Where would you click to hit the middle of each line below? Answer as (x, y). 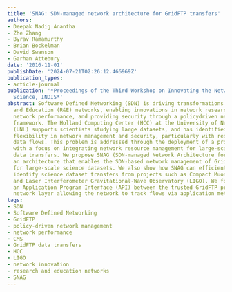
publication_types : (35, 78)
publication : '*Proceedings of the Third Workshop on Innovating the (109, 91)
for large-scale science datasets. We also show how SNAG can (105, 168)
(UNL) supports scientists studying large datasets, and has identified (120, 129)
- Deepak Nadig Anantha (41, 26)
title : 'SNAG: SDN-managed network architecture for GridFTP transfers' (114, 13)
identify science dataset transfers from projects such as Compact (113, 174)
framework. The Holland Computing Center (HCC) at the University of (115, 123)
